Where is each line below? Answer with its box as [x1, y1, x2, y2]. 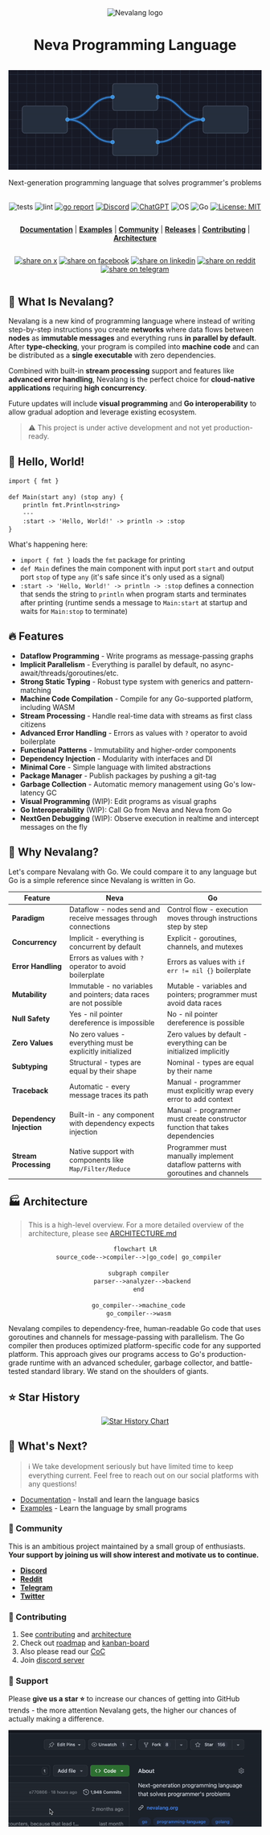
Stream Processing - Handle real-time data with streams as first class [19, 711, 253, 720]
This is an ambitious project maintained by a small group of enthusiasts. [8, 1541, 246, 1551]
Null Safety [11, 1013, 51, 1023]
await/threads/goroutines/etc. [19, 668, 119, 678]
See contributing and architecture [19, 1630, 132, 1639]
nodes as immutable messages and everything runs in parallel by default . [8, 333, 257, 343]
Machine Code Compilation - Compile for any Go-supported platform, [19, 694, 253, 703]
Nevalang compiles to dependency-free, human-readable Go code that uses [8, 1323, 261, 1333]
